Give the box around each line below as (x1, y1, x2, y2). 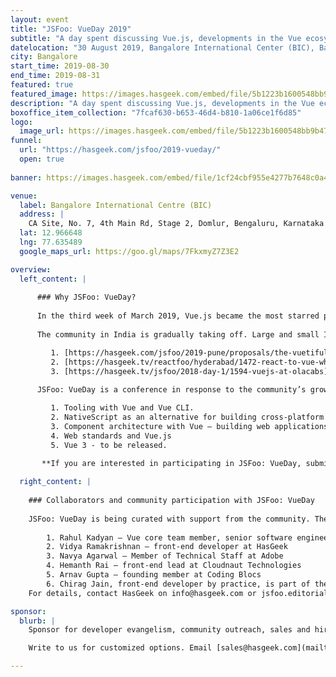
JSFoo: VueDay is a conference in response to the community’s (36, 385, 307, 395)
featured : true (10, 80, 74, 90)
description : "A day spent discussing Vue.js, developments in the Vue (10, 98, 315, 108)
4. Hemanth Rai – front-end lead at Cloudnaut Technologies (46, 561, 302, 571)
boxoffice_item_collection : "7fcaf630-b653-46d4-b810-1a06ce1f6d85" (10, 107, 302, 118)
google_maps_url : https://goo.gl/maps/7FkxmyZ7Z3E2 (19, 246, 240, 256)
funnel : (10, 136, 43, 146)
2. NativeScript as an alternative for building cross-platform (50, 412, 325, 422)
